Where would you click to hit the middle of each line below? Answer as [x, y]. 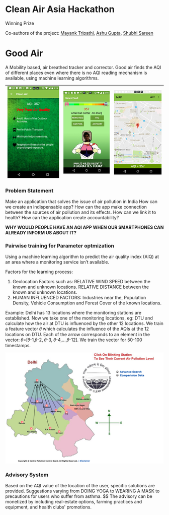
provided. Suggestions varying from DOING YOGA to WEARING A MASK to [82, 491]
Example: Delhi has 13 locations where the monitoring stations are [73, 313]
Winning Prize [20, 23]
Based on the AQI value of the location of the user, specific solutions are [80, 486]
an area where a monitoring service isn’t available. [57, 262]
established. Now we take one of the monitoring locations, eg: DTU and [79, 318]
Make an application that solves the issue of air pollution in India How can [81, 202]
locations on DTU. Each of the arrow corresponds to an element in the [77, 335]
